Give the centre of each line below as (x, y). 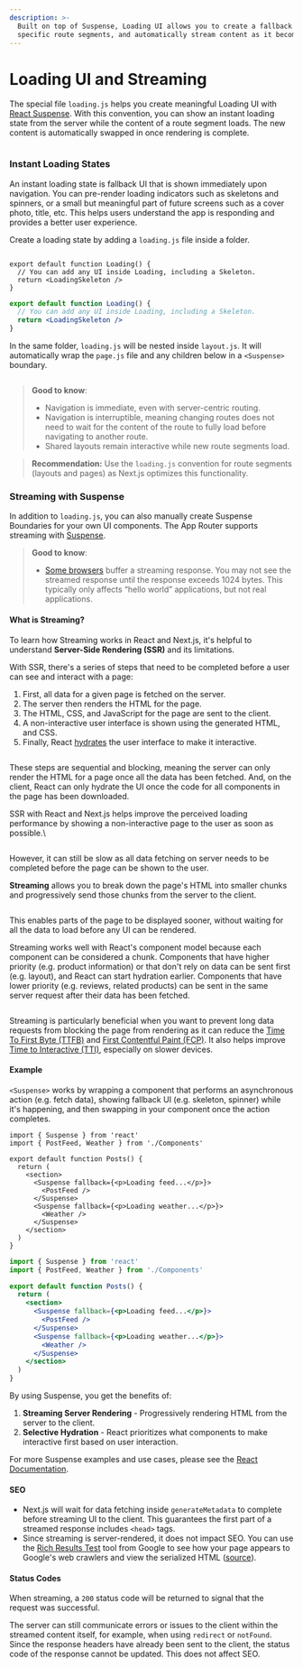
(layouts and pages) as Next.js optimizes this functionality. (140, 474)
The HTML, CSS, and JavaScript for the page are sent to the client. (147, 713)
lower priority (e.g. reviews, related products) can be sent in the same (139, 985)
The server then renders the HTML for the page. (112, 704)
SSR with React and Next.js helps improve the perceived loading (129, 814)
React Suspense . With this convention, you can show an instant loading (142, 114)
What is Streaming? (47, 620)
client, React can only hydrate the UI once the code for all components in (145, 787)
